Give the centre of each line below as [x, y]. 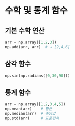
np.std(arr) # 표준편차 [32, 118]
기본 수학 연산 [25, 30]
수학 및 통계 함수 [37, 10]
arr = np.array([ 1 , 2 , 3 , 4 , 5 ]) [35, 104]
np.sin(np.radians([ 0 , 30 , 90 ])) [38, 76]
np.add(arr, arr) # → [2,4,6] [38, 47]
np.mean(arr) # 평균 [29, 109]
